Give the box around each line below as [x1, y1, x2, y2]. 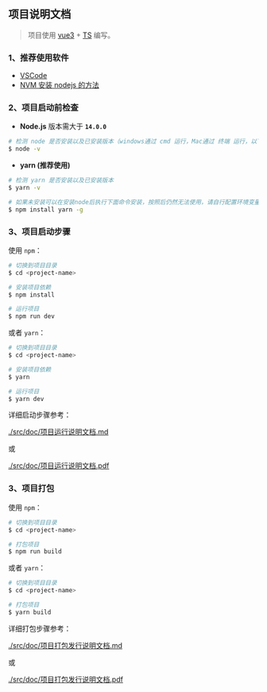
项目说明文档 [8, 7, 72, 22]
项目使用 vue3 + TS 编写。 [27, 30, 115, 40]
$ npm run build [8, 548, 62, 556]
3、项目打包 [8, 483, 55, 494]
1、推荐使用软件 [8, 52, 69, 63]
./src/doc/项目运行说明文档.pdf [8, 461, 110, 470]
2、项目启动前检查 [8, 102, 79, 113]
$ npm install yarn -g [8, 206, 83, 214]
